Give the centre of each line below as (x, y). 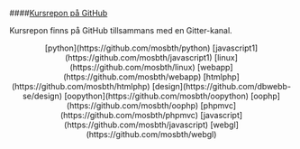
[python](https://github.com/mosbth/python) (127, 48)
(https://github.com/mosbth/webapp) (132, 77)
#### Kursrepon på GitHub (59, 13)
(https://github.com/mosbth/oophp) (132, 106)
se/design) (42, 96)
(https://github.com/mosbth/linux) (132, 67)
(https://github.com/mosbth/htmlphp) (81, 86)
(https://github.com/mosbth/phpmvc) (129, 115)
